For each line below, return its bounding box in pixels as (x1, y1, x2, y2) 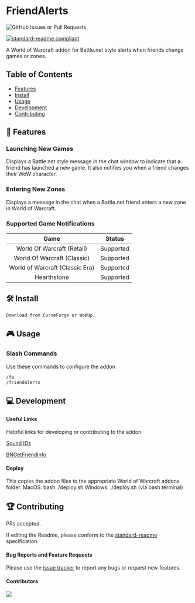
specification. (6, 538, 39, 545)
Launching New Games (6, 145, 74, 153)
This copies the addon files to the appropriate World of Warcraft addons (6, 477, 180, 485)
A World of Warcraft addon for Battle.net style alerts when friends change (6, 46, 184, 53)
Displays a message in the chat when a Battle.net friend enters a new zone (6, 198, 186, 206)
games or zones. (6, 52, 47, 59)
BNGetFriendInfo (6, 451, 47, 459)
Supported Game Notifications (6, 219, 95, 227)
